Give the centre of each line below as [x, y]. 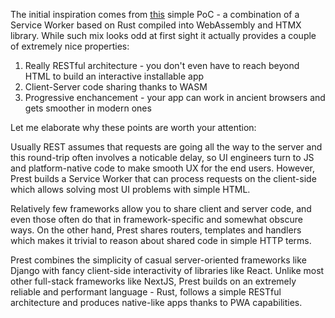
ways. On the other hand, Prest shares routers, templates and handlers [156, 230]
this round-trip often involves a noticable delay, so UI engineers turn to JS [162, 157]
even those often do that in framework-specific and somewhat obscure [156, 219]
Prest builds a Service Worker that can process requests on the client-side [163, 178]
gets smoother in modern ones [88, 108]
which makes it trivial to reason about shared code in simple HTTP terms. [161, 240]
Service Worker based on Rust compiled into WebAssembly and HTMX [156, 25]
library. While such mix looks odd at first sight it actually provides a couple [163, 35]
